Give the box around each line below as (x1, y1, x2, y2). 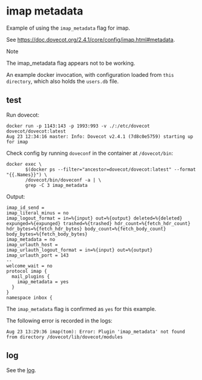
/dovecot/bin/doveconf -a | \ (25, 177, 102, 183)
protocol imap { (6, 268, 47, 274)
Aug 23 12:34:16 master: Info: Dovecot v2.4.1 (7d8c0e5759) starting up (6, 133, 194, 140)
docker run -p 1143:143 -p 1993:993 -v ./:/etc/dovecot (6, 123, 150, 129)
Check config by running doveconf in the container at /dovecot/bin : (6, 149, 174, 157)
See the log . (6, 366, 36, 373)
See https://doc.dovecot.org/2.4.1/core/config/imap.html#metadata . (6, 36, 175, 43)
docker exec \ (6, 161, 42, 167)
